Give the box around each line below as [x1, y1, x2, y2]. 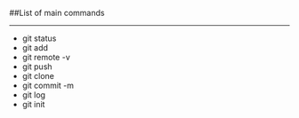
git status [21, 33, 57, 43]
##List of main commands [9, 8, 105, 18]
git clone [21, 71, 55, 81]
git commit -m [21, 80, 74, 90]
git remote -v [21, 52, 70, 62]
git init [21, 99, 45, 109]
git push [21, 61, 53, 72]
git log [21, 90, 46, 100]
